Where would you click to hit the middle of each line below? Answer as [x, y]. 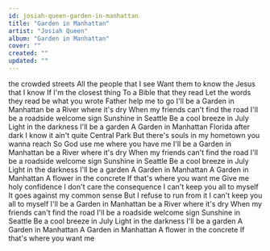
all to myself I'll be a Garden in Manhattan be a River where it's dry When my [135, 203]
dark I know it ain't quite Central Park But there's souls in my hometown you [134, 135]
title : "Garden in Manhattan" [59, 23]
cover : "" [25, 46]
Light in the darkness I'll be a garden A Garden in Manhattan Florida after [129, 127]
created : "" [28, 53]
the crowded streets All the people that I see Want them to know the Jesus [132, 84]
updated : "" [28, 61]
